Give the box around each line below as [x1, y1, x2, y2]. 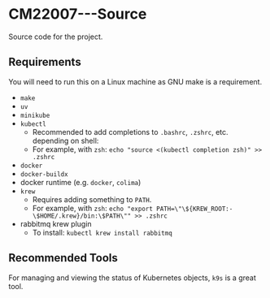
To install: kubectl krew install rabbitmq [32, 227, 172, 237]
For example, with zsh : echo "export [32, 203, 153, 213]
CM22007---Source [8, 5, 147, 24]
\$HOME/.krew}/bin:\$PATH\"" [32, 212, 132, 220]
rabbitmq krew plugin [20, 218, 92, 228]
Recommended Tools [8, 251, 118, 265]
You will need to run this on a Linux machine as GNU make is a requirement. [8, 76, 263, 86]
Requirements [8, 55, 81, 69]
